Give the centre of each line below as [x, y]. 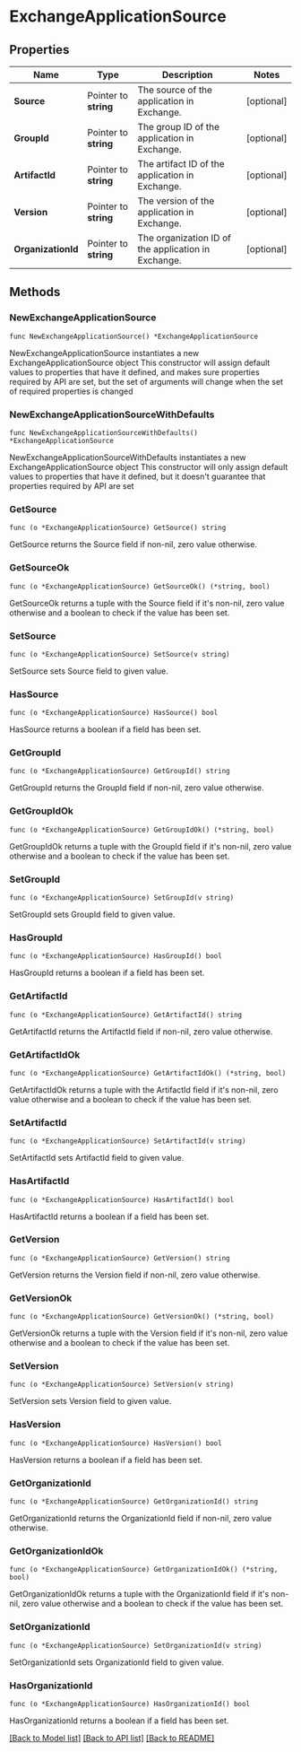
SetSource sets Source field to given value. [89, 671]
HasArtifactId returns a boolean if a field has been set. [109, 1216]
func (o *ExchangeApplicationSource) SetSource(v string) [120, 654]
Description [187, 75]
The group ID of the [178, 127]
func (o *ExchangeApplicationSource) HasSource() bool [114, 713]
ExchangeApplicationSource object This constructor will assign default [140, 362]
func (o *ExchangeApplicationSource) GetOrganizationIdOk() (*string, [144, 1570]
